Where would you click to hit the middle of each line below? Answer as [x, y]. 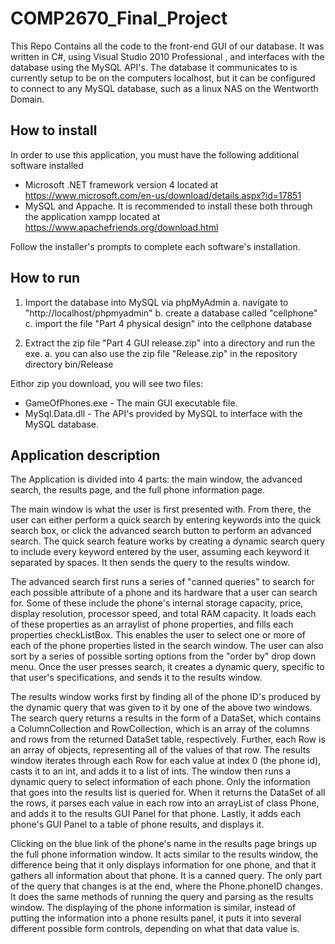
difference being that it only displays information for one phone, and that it [163, 865]
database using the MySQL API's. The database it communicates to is [154, 67]
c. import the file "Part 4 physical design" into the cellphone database [168, 323]
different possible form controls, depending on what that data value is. [155, 929]
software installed [47, 165]
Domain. [27, 99]
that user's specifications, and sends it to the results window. [136, 678]
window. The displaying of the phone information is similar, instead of [153, 908]
